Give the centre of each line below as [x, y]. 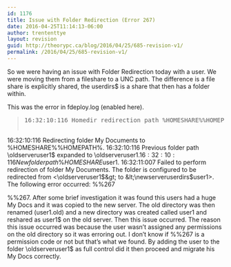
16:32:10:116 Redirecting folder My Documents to [77, 140]
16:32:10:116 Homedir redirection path [91, 120]
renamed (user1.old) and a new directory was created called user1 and [107, 212]
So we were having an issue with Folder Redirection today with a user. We [112, 71]
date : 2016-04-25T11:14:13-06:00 [55, 26]
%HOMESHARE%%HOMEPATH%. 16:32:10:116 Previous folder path [103, 147]
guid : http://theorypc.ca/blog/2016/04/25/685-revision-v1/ [96, 46]
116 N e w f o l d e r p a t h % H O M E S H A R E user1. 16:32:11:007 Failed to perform [107, 162]
